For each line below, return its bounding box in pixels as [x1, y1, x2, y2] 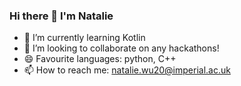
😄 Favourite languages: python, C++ [23, 53, 177, 65]
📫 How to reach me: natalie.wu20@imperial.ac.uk [23, 64, 231, 76]
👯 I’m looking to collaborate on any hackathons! [23, 42, 220, 54]
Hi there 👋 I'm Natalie [9, 9, 114, 23]
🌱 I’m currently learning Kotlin [23, 32, 146, 44]
